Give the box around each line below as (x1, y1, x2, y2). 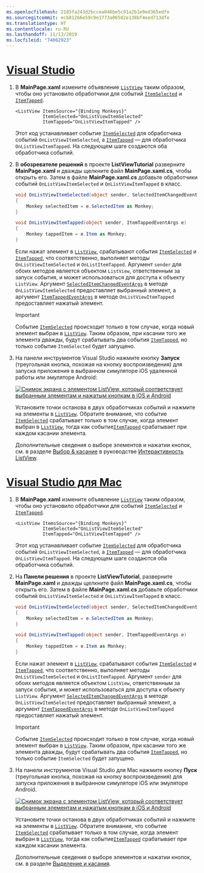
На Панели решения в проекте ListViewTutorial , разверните (15, 572, 173, 580)
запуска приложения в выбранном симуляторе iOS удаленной (15, 367, 178, 374)
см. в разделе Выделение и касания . (15, 860, 111, 867)
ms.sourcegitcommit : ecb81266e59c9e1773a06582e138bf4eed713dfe (6, 15, 170, 21)
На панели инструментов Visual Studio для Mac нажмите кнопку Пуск (15, 766, 197, 773)
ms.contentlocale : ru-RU (6, 26, 69, 32)
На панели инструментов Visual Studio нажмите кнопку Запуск (15, 354, 180, 361)
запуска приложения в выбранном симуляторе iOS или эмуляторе (15, 779, 188, 787)
